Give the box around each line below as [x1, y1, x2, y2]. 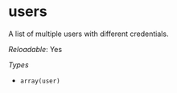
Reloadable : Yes [8, 44, 63, 54]
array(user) [19, 77, 60, 85]
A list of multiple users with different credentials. [8, 29, 169, 38]
